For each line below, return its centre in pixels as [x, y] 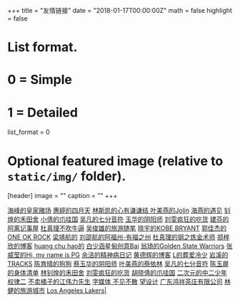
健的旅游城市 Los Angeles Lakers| [57, 291]
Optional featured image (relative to [115, 161]
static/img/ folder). [67, 176]
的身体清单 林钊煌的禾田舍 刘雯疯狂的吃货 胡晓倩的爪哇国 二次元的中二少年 [117, 273]
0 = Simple [40, 80]
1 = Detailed [43, 112]
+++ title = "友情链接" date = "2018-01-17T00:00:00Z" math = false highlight [120, 10]
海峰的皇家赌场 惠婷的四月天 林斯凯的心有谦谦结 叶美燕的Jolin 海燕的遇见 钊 [119, 210]
